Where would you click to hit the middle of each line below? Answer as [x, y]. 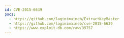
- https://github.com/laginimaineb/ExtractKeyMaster [64, 19]
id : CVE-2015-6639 [23, 10]
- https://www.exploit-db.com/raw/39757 [51, 28]
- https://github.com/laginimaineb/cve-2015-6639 [61, 23]
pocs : [10, 14]
